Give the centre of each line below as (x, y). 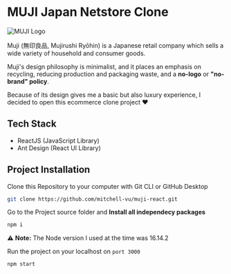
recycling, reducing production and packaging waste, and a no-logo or (108, 74)
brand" (18, 81)
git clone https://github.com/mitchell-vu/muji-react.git (92, 199)
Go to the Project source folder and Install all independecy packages (107, 212)
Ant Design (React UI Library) (59, 148)
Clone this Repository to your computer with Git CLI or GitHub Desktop (108, 186)
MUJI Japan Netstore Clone (88, 12)
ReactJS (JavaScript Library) (58, 140)
